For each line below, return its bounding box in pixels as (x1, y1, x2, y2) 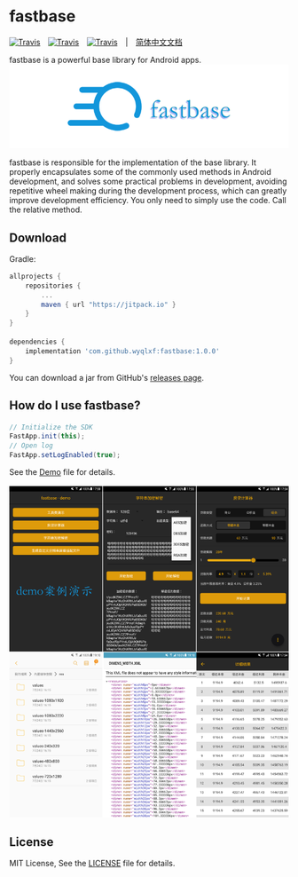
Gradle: (9, 253, 36, 264)
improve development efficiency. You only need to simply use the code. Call (9, 195, 286, 206)
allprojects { (9, 272, 62, 280)
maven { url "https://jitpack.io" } (41, 300, 176, 309)
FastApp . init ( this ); (9, 432, 86, 441)
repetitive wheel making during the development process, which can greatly (9, 186, 287, 196)
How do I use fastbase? (9, 398, 141, 414)
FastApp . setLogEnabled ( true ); (9, 451, 122, 460)
